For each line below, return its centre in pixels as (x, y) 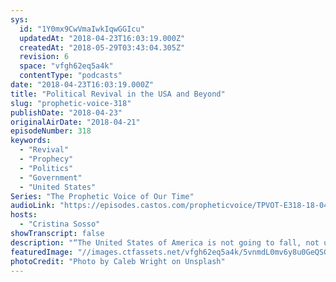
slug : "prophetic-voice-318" (71, 103)
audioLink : (33, 206)
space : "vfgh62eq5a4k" (66, 66)
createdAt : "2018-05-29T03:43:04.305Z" (102, 47)
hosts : (24, 215)
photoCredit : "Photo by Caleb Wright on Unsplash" (118, 261)
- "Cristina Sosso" (60, 224)
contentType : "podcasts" (71, 76)
